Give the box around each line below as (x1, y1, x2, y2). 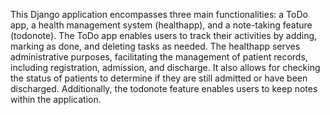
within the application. (10, 94, 102, 105)
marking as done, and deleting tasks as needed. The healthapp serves (10, 40, 301, 52)
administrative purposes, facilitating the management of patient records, (10, 51, 308, 63)
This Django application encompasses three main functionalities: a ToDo (10, 9, 308, 20)
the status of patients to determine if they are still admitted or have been (10, 72, 308, 84)
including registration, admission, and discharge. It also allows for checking (10, 62, 321, 73)
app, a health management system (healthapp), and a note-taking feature (10, 19, 313, 31)
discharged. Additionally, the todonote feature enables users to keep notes (10, 83, 318, 94)
